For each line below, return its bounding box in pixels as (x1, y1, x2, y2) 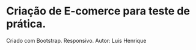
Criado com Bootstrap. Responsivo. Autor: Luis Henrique (6, 37, 147, 44)
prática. (6, 17, 46, 31)
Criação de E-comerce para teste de (6, 4, 191, 18)
